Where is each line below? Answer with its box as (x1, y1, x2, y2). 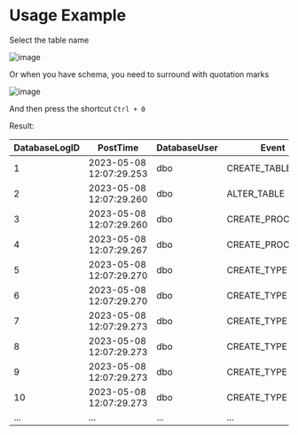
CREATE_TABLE (226, 161, 292, 174)
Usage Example (9, 5, 127, 26)
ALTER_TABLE (226, 187, 286, 199)
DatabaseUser (156, 141, 219, 153)
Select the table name (9, 35, 90, 45)
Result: (9, 120, 35, 131)
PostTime (97, 141, 139, 153)
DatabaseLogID (13, 141, 81, 153)
